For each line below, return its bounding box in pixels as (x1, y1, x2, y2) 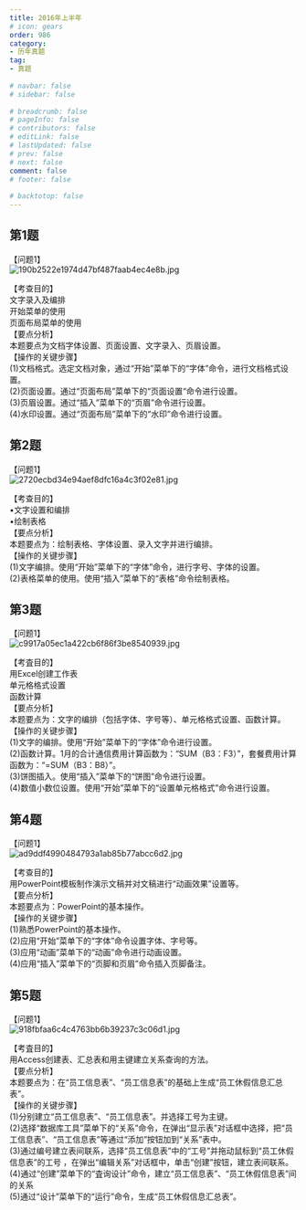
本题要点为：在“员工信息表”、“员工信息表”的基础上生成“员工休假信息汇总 (9, 1077, 283, 1088)
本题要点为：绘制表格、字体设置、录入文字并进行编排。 (9, 538, 217, 549)
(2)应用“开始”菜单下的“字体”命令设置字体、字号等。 (9, 935, 203, 946)
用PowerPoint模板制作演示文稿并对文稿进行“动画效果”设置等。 (9, 879, 244, 889)
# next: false (9, 157, 64, 167)
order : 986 (9, 30, 51, 39)
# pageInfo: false (9, 115, 79, 124)
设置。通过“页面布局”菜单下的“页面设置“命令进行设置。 (36, 385, 243, 396)
